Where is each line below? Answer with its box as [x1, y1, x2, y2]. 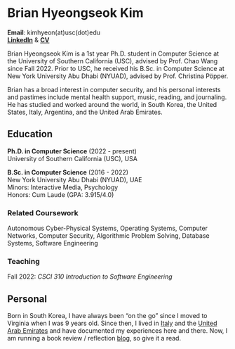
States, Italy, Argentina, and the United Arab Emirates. [7, 108, 163, 116]
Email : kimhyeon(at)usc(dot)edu [7, 28, 100, 37]
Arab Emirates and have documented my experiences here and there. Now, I [7, 326, 228, 335]
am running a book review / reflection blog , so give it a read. [7, 334, 181, 343]
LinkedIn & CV [7, 35, 50, 44]
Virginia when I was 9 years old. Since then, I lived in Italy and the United [7, 319, 217, 328]
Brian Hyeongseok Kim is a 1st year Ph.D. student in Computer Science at [7, 49, 220, 58]
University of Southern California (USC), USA [7, 154, 138, 163]
